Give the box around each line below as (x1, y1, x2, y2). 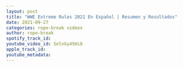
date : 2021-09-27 (6, 19, 49, 25)
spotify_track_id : (6, 36, 51, 41)
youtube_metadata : (6, 52, 51, 58)
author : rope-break (6, 30, 54, 36)
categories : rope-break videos (6, 24, 83, 31)
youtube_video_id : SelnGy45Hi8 (6, 41, 83, 47)
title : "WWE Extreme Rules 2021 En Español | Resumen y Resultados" (6, 14, 178, 20)
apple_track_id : (6, 47, 46, 52)
